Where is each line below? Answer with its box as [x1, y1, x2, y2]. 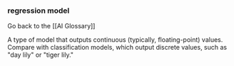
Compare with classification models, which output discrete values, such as [7, 43, 227, 52]
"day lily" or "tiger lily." [7, 50, 73, 59]
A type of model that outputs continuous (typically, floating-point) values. [7, 35, 223, 44]
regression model [7, 6, 70, 16]
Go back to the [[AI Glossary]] [7, 22, 96, 31]
